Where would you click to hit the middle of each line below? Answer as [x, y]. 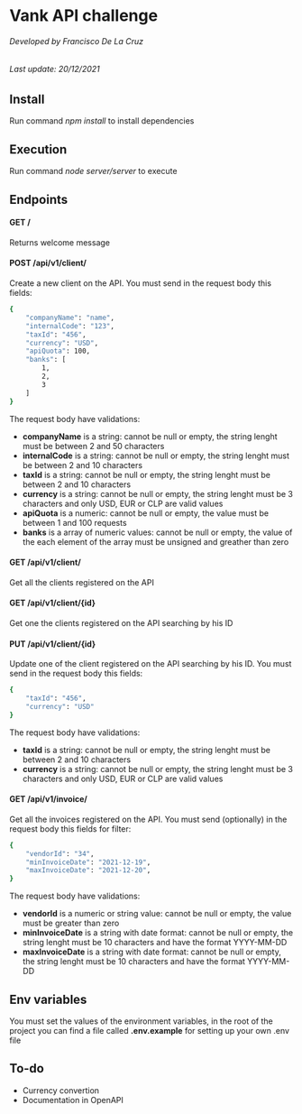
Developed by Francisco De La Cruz [77, 41]
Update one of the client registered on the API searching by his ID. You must [151, 664]
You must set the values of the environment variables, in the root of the [141, 1021]
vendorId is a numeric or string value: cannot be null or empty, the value [157, 914]
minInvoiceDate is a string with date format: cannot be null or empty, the [158, 933]
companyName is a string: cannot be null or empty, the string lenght [150, 436]
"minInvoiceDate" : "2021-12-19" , [88, 862]
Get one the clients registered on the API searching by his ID [121, 622]
